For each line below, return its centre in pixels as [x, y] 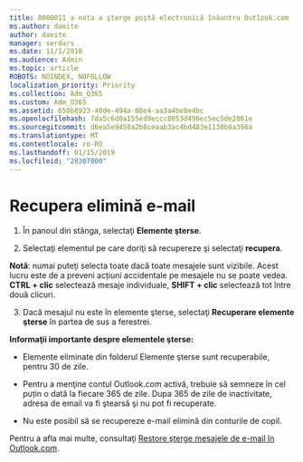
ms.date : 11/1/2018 [46, 52]
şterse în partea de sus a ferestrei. [87, 322]
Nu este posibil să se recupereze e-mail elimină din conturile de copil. [152, 421]
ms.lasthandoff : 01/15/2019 [62, 152]
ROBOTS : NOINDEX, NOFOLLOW [60, 77]
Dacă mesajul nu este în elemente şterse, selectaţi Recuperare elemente [158, 313]
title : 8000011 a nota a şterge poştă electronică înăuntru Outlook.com [149, 18]
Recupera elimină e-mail [103, 206]
